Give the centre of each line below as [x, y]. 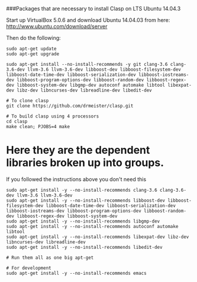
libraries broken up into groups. [85, 163]
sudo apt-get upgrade [33, 54]
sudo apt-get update [32, 49]
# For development [29, 268]
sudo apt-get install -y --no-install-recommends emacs [76, 273]
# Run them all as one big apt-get [50, 258]
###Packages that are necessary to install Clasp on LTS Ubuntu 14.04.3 [93, 9]
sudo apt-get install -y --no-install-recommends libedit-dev [84, 247]
